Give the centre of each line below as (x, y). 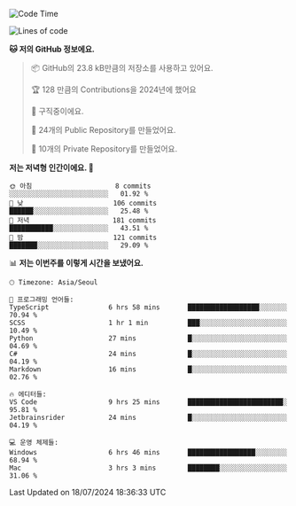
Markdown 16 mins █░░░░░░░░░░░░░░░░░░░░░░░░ (148, 370)
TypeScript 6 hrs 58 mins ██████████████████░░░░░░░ (148, 307)
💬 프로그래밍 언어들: (42, 300)
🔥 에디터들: (28, 394)
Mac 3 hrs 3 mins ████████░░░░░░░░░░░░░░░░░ (148, 468)
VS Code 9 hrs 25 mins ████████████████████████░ (148, 402)
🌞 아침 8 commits (80, 186)
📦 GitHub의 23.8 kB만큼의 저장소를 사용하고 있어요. (122, 68)
